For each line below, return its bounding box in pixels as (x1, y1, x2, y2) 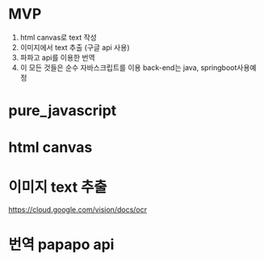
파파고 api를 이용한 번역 (19, 52, 95, 62)
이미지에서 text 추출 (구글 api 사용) (19, 42, 130, 52)
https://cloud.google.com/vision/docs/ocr (8, 205, 148, 214)
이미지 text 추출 (8, 178, 107, 196)
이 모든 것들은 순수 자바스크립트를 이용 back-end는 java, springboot (19, 62, 237, 72)
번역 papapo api (8, 235, 115, 254)
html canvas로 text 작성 (19, 32, 97, 42)
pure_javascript (8, 101, 117, 120)
